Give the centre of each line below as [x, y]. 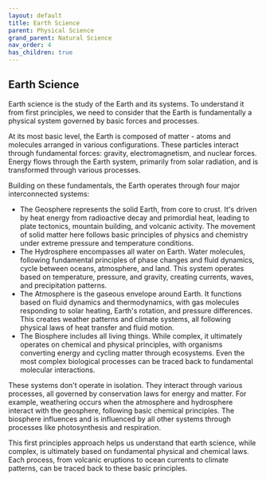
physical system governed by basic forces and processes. [104, 121]
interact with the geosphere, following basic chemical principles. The [121, 410]
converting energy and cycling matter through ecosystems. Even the [132, 353]
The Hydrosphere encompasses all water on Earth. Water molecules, [132, 251]
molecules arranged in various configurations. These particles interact [123, 145]
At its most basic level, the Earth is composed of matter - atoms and [119, 136]
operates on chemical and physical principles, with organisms [121, 344]
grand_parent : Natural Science [60, 38]
